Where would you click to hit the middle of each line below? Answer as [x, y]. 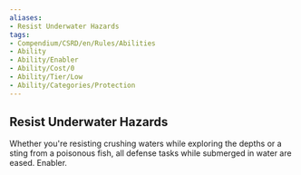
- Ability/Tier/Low [46, 77]
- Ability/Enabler [44, 60]
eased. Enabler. [39, 163]
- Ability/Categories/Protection [73, 85]
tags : [19, 34]
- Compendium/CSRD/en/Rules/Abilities [83, 43]
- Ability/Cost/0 [42, 69]
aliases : [26, 18]
